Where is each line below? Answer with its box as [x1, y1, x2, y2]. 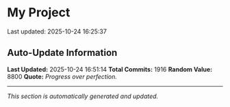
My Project [7, 5, 71, 20]
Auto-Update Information [7, 47, 118, 59]
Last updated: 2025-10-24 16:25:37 [7, 27, 107, 35]
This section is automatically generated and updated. [7, 92, 159, 100]
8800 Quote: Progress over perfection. [7, 72, 118, 80]
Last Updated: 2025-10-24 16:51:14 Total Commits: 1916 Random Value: [7, 65, 213, 73]
